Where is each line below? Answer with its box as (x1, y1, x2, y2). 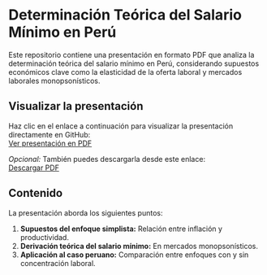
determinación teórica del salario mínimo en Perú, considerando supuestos (8, 59, 260, 68)
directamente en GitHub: (8, 129, 91, 139)
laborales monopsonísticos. (8, 76, 101, 85)
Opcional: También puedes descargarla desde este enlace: (8, 154, 205, 164)
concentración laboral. (19, 258, 96, 268)
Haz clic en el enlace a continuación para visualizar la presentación (8, 120, 234, 131)
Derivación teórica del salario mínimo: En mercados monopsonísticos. (19, 241, 258, 251)
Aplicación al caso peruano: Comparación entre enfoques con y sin (19, 250, 249, 260)
